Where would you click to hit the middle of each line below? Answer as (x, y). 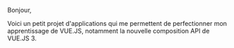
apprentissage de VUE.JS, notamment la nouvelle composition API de (109, 31)
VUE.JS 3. (22, 38)
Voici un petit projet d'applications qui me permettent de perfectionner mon (117, 23)
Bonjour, (19, 10)
